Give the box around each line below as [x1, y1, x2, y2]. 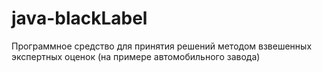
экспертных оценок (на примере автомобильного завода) [11, 50, 261, 62]
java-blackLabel [11, 7, 148, 30]
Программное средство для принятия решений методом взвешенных [11, 40, 313, 52]
